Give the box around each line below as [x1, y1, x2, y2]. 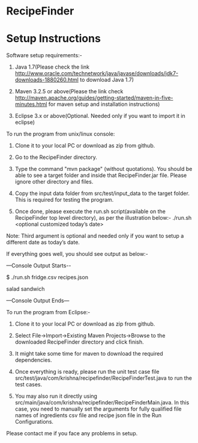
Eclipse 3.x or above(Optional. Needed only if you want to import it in [14, 113, 185, 120]
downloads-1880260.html [14, 76, 79, 84]
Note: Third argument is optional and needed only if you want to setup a [6, 232, 184, 240]
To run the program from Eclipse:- [6, 309, 91, 316]
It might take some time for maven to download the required [14, 350, 163, 358]
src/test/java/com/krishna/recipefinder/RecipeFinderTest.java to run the [14, 374, 192, 382]
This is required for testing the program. [14, 196, 114, 203]
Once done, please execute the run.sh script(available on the [14, 208, 166, 215]
